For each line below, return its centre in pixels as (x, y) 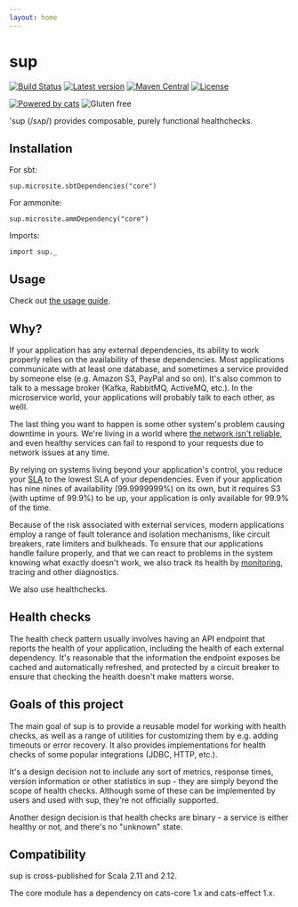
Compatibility (48, 855)
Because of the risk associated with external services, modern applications (147, 525)
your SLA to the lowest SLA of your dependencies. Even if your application (146, 479)
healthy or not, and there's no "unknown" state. (96, 826)
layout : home (33, 17)
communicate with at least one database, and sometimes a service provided (149, 369)
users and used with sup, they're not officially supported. (114, 800)
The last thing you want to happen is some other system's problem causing (147, 424)
